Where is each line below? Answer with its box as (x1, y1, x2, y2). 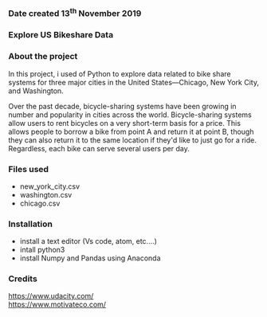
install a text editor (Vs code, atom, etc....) (19, 237, 158, 246)
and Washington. (8, 86, 64, 96)
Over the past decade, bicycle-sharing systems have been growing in (8, 101, 237, 111)
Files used (8, 163, 49, 174)
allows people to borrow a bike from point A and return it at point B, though (8, 127, 254, 136)
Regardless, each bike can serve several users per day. (8, 143, 190, 153)
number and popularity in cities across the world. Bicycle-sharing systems (8, 110, 253, 119)
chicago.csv (19, 198, 61, 208)
